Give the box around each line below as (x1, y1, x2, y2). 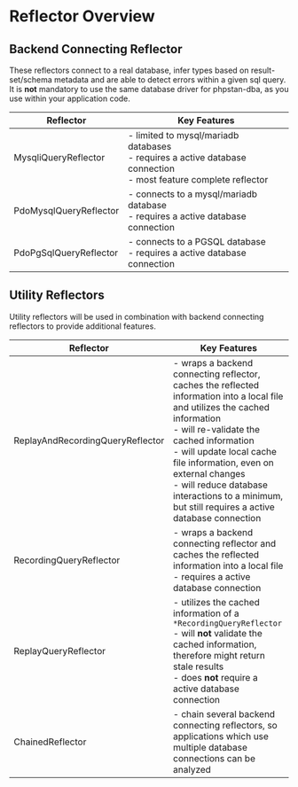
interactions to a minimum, (172, 489, 284, 502)
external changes (172, 467, 246, 479)
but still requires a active (172, 501, 275, 513)
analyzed (172, 763, 211, 775)
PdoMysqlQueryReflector (13, 205, 120, 216)
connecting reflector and (172, 537, 277, 549)
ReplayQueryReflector (13, 644, 106, 657)
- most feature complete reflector (127, 174, 269, 185)
